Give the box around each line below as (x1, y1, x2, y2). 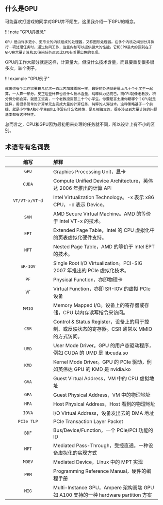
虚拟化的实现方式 (58, 449, 98, 456)
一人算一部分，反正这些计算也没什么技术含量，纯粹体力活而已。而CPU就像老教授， (12, 91, 153, 96)
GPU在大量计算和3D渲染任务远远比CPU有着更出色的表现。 (5, 50, 102, 55)
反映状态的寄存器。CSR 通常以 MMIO (67, 325, 153, 332)
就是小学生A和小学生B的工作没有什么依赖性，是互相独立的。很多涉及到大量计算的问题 (12, 107, 158, 112)
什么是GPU (5, 4, 38, 13)
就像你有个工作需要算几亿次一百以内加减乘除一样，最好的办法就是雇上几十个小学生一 (5, 86, 149, 91)
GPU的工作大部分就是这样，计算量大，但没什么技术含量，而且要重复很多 (5, 59, 150, 65)
